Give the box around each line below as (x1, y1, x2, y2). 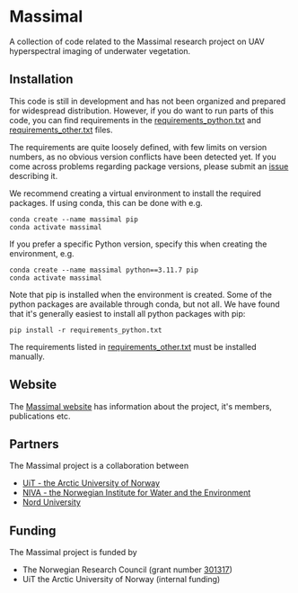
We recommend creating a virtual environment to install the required (9, 187, 262, 199)
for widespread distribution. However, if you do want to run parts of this (9, 105, 274, 116)
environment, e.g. (9, 247, 74, 258)
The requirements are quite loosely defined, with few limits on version (9, 141, 267, 152)
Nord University (22, 497, 81, 508)
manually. (9, 351, 45, 362)
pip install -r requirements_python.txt (9, 326, 163, 335)
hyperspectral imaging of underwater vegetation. (9, 45, 191, 56)
